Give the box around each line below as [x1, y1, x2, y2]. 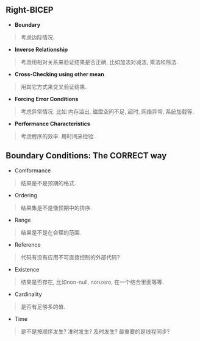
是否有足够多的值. [20, 303, 65, 310]
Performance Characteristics [14, 120, 91, 127]
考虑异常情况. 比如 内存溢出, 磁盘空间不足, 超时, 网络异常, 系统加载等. [20, 108, 195, 115]
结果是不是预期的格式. [20, 179, 76, 186]
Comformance [14, 167, 51, 174]
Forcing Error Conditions [14, 95, 79, 102]
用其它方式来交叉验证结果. [20, 83, 87, 90]
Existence [14, 265, 40, 273]
